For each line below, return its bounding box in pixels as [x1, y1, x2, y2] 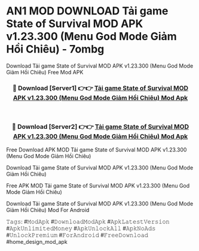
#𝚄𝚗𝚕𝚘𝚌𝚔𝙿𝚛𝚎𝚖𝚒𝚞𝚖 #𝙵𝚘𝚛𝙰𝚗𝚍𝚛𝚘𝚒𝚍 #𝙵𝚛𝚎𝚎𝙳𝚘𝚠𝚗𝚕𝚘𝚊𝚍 [6, 231, 148, 238]
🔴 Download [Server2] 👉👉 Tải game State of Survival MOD [11, 123, 189, 131]
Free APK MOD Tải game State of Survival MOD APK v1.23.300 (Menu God [6, 182, 190, 189]
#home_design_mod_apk [6, 238, 68, 245]
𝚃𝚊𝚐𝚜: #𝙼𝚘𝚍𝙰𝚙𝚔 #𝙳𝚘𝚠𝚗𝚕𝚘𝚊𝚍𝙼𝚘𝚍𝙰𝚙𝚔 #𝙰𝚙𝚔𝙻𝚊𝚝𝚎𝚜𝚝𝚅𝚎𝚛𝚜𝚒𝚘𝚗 [6, 217, 170, 225]
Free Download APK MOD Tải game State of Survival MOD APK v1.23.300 [6, 146, 187, 153]
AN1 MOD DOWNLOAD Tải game [6, 4, 169, 18]
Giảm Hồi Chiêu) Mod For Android [6, 206, 90, 213]
